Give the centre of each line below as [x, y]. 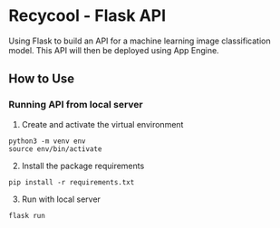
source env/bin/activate [55, 149]
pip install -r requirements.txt [72, 182]
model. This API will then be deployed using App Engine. [114, 50]
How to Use [42, 79]
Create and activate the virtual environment [102, 124]
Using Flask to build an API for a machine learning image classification [140, 41]
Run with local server [61, 199]
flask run [27, 215]
